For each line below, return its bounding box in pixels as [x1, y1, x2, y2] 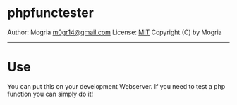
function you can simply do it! [7, 90, 94, 98]
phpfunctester [7, 5, 94, 21]
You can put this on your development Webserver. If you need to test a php [7, 82, 226, 90]
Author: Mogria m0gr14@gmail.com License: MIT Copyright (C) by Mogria [7, 28, 222, 36]
